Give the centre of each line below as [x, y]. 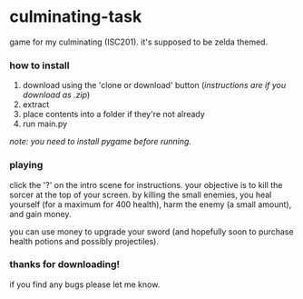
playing [26, 165]
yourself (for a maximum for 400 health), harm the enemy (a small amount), [151, 204]
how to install [39, 65]
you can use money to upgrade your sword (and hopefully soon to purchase [151, 231]
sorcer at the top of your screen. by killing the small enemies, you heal [141, 194]
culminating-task [76, 17]
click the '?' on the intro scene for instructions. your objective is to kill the [146, 184]
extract [36, 105]
